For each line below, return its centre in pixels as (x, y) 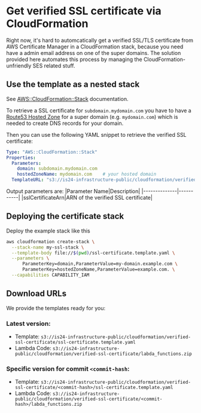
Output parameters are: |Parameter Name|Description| (73, 191)
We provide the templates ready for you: (56, 308)
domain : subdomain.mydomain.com (57, 169)
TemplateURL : (28, 180)
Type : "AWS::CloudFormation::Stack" (52, 152)
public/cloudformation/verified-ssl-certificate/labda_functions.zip (103, 354)
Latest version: (28, 323)
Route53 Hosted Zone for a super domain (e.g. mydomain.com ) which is (92, 117)
